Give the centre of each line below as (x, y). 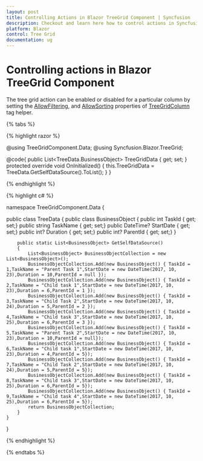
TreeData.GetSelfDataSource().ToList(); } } (59, 172)
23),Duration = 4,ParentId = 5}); (50, 354)
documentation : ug (29, 40)
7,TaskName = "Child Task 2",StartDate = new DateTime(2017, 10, (90, 365)
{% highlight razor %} (33, 136)
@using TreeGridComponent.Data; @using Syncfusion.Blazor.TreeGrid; (95, 147)
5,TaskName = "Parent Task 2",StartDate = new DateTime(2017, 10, (92, 333)
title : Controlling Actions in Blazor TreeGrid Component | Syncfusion (98, 18)
